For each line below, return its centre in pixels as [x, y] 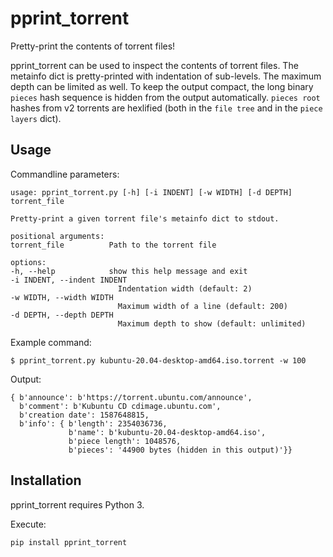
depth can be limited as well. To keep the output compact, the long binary [162, 86]
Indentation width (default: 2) [185, 288]
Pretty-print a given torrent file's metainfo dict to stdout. [145, 218]
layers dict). [36, 118]
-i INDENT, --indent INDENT [69, 280]
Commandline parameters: [65, 174]
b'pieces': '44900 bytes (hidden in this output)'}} [180, 450]
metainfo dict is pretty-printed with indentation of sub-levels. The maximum [166, 76]
